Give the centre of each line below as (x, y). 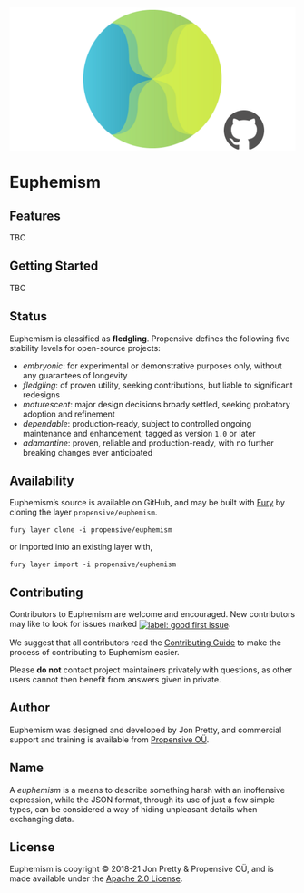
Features (35, 216)
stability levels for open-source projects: (85, 348)
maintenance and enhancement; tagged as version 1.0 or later (139, 433)
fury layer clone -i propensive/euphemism (91, 530)
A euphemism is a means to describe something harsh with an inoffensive (147, 790)
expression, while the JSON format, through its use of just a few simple (142, 800)
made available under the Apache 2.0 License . (96, 878)
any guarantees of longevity (75, 375)
